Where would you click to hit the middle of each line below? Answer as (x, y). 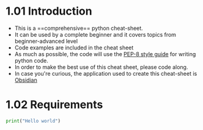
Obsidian (26, 80)
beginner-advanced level (46, 41)
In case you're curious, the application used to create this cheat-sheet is (106, 73)
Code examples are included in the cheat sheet (74, 48)
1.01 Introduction (49, 11)
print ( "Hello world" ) (33, 121)
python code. (31, 60)
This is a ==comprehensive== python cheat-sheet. (79, 28)
